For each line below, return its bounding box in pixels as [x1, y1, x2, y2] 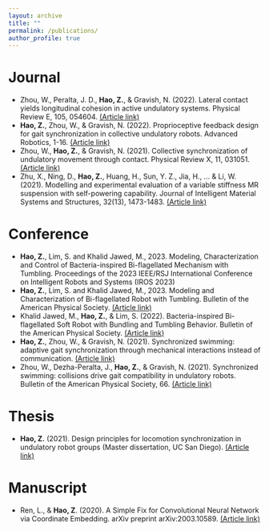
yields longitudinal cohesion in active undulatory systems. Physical [19, 103, 240, 113]
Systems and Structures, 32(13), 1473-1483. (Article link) [19, 197, 207, 207]
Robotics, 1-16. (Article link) [19, 138, 110, 147]
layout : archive [8, 11, 62, 20]
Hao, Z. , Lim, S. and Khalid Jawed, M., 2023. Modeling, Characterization [19, 251, 259, 261]
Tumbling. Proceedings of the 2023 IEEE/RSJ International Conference [19, 269, 253, 279]
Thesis [8, 408, 54, 425]
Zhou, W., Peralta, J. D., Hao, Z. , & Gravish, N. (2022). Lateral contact [19, 95, 248, 105]
